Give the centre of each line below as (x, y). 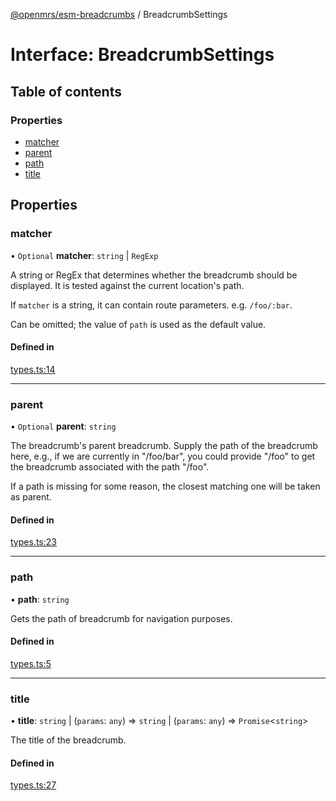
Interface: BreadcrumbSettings (142, 55)
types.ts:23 (33, 542)
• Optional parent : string (63, 426)
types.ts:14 (33, 369)
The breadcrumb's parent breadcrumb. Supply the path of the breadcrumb (164, 446)
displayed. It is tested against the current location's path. (127, 285)
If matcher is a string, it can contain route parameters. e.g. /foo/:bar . (151, 305)
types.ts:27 (33, 785)
